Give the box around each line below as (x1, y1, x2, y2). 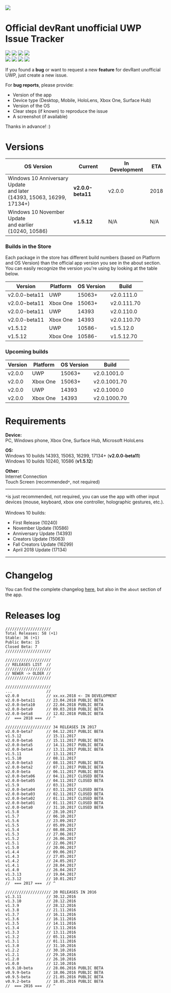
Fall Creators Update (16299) (12, 541, 74, 548)
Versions (5, 141, 44, 153)
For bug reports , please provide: (5, 82, 74, 88)
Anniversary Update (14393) (12, 530, 72, 537)
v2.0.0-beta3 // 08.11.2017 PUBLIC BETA (5, 760, 103, 766)
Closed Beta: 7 (5, 644, 38, 650)
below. (5, 271, 19, 277)
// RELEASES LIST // (5, 662, 51, 668)
